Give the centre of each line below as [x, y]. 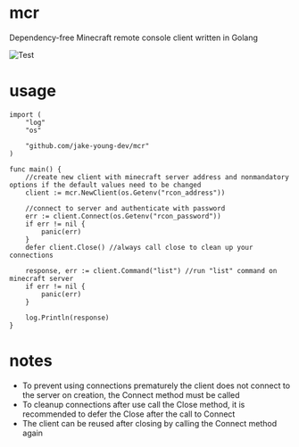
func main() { [36, 169]
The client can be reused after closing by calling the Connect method [149, 423]
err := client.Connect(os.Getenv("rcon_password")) [123, 216]
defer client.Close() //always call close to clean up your [139, 247]
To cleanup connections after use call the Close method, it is [133, 404]
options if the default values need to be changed [105, 185]
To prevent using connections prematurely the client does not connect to [156, 385]
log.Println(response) [67, 318]
